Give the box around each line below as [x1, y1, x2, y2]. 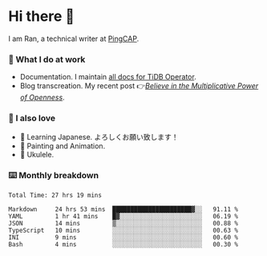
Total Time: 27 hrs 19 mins [8, 191, 103, 199]
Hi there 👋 [8, 7, 75, 26]
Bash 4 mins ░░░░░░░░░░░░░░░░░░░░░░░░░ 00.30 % [8, 240, 239, 248]
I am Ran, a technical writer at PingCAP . [8, 34, 140, 43]
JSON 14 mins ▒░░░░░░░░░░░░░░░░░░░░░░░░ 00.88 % [8, 219, 239, 227]
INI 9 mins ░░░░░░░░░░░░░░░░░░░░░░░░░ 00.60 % [8, 233, 239, 242]
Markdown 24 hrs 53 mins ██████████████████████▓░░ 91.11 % [8, 205, 239, 213]
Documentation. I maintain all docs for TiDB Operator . [19, 72, 196, 82]
